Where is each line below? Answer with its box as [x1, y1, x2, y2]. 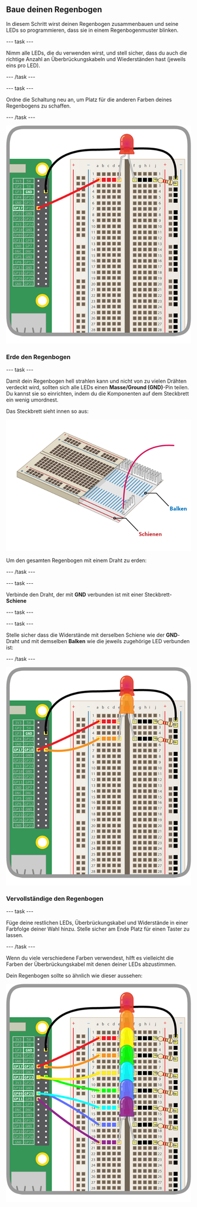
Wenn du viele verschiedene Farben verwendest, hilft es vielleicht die [6, 955, 174, 962]
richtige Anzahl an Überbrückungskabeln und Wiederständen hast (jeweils [6, 55, 186, 62]
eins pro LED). [6, 62, 40, 69]
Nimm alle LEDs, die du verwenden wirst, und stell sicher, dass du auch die [6, 49, 188, 56]
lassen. [6, 932, 23, 939]
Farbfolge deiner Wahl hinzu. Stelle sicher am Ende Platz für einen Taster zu [6, 925, 190, 932]
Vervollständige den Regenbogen [6, 894, 104, 902]
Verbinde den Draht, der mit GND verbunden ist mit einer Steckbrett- [6, 591, 172, 598]
